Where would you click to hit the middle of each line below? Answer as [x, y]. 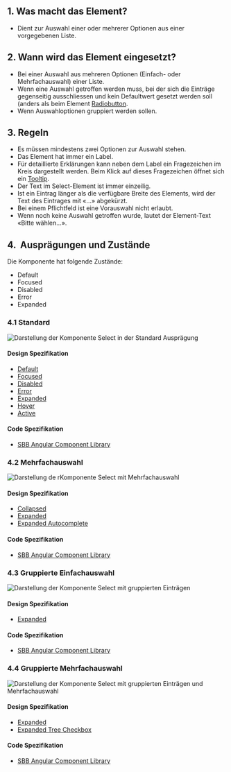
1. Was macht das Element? [67, 11]
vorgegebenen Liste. [47, 35]
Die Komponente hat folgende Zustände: [65, 261]
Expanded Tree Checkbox [54, 729]
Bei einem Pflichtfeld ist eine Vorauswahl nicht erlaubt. [95, 208]
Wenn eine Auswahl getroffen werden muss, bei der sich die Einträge [116, 89]
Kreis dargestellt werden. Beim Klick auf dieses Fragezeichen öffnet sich [121, 171]
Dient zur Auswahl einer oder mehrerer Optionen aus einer [101, 28]
